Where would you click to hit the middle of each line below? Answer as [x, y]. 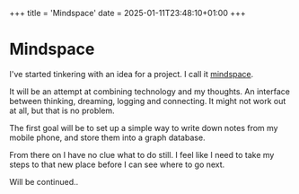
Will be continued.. [44, 181]
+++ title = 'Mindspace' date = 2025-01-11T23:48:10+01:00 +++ [128, 13]
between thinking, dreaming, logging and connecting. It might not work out [148, 101]
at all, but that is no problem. [62, 110]
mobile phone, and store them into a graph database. [107, 137]
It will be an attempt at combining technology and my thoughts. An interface [149, 91]
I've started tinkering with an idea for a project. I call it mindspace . [132, 74]
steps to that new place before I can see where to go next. [117, 164]
